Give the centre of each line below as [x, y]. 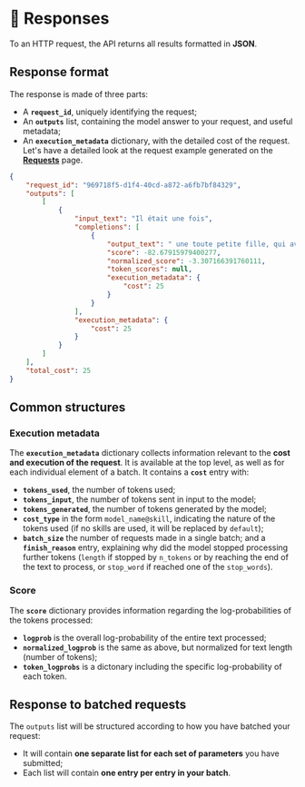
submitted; [43, 763]
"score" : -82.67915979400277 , [164, 252]
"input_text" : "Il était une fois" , [143, 219]
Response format [59, 72]
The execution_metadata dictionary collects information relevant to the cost [150, 453]
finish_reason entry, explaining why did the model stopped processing [155, 547]
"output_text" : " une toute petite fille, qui [196, 244]
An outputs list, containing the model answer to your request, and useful [157, 121]
